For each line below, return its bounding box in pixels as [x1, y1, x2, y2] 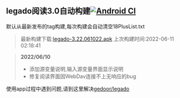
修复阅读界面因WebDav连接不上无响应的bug [29, 73, 137, 80]
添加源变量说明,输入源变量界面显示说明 [29, 65, 124, 72]
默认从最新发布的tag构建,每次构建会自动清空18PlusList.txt [6, 23, 145, 30]
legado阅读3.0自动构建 [6, 6, 91, 16]
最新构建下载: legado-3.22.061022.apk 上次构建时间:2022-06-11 [20, 35, 174, 42]
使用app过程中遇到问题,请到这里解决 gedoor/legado [6, 85, 130, 92]
